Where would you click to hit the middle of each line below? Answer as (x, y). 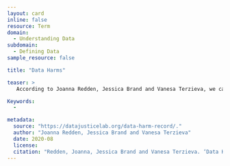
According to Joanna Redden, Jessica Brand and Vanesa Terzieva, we (116, 89)
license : (26, 145)
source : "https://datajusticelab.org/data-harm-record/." (98, 126)
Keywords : (21, 101)
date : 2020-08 (33, 139)
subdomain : (23, 45)
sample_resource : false (41, 58)
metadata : (21, 120)
